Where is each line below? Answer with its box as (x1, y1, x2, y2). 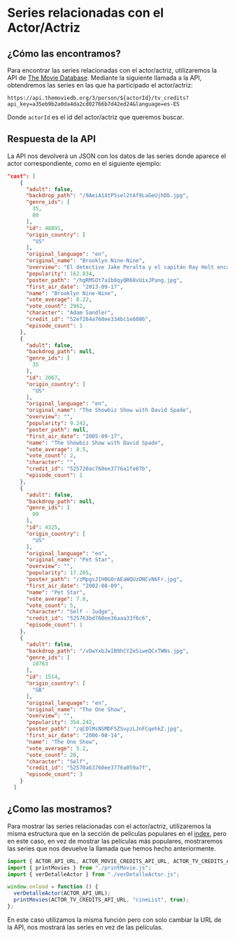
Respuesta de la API (7, 133, 97, 145)
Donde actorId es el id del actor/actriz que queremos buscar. (7, 113, 184, 121)
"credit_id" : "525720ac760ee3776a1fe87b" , (25, 465, 152, 473)
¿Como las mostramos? (7, 803, 113, 816)
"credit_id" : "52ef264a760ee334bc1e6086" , (25, 316, 152, 323)
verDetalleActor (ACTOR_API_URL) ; (13, 890, 111, 897)
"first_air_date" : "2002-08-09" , (25, 582, 124, 589)
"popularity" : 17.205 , (25, 569, 92, 576)
